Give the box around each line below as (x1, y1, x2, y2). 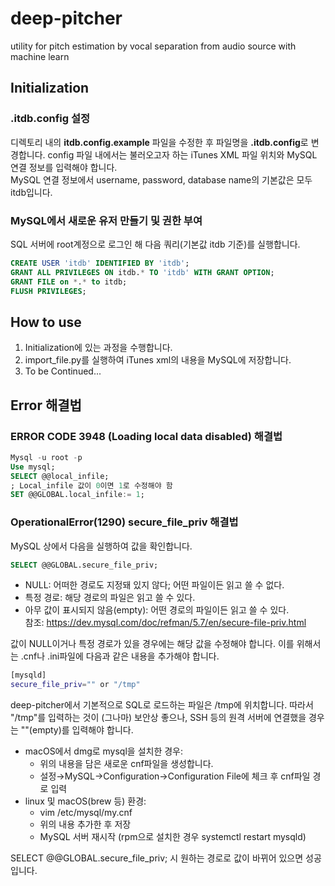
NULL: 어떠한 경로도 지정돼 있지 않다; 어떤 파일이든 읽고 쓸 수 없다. (24, 579, 285, 591)
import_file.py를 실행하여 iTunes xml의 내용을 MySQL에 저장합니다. (24, 354, 292, 366)
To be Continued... (24, 365, 102, 377)
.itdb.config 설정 (10, 112, 91, 126)
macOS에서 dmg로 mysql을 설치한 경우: (24, 745, 184, 757)
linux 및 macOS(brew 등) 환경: (24, 795, 147, 807)
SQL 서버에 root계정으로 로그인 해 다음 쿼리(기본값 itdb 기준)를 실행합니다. (10, 238, 301, 250)
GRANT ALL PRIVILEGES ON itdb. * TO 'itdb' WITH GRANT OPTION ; (10, 267, 275, 277)
